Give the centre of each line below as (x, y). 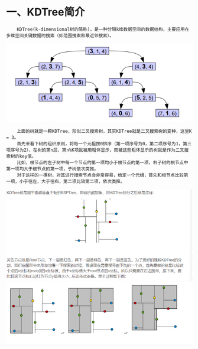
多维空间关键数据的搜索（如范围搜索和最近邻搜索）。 (60, 35)
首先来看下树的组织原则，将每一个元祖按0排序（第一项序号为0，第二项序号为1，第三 (104, 144)
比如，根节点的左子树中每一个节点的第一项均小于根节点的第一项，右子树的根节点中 (103, 163)
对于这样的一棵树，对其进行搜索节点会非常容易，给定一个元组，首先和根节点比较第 (103, 175)
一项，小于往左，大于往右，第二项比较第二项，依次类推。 (66, 182)
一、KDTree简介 (46, 12)
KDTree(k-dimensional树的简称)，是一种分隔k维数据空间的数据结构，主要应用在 (103, 29)
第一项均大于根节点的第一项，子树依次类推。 (52, 169)
